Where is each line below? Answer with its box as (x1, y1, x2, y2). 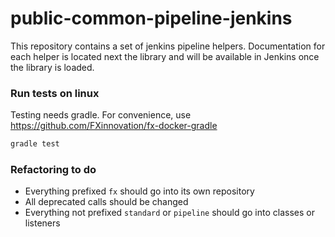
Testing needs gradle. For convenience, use (10, 109, 192, 121)
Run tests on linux (10, 86, 100, 100)
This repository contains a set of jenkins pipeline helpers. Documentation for (10, 40, 326, 52)
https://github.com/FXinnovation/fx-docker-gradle (10, 120, 218, 132)
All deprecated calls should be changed (24, 196, 189, 208)
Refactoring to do (10, 163, 97, 177)
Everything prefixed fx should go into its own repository (24, 185, 255, 197)
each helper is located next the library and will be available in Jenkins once (10, 50, 320, 62)
